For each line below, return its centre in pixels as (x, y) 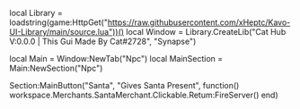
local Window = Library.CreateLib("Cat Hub (206, 32)
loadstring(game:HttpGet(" (58, 22)
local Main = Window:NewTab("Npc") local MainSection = (116, 59)
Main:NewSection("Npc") (56, 68)
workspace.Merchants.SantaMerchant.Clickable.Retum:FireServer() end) (144, 95)
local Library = (36, 13)
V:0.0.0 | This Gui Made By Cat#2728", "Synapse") (103, 41)
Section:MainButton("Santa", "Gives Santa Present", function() (124, 85)
